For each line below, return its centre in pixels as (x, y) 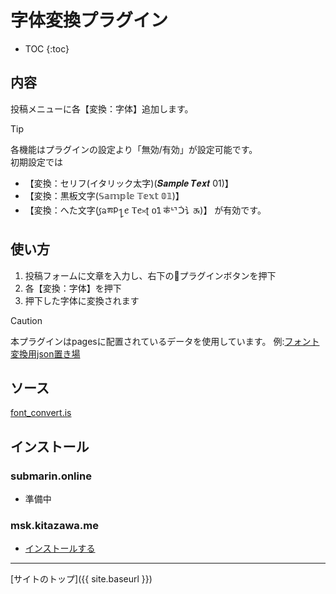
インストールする (60, 548)
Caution (26, 320)
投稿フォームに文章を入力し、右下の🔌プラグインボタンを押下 (150, 275)
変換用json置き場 (45, 353)
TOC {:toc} (47, 48)
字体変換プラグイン (89, 20)
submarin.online (51, 476)
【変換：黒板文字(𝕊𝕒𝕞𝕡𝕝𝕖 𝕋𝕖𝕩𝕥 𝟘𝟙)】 (104, 195)
